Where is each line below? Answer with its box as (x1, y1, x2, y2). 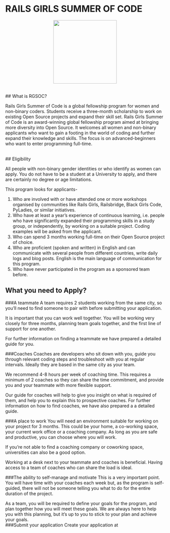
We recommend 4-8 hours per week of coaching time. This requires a (5, 371, 151, 377)
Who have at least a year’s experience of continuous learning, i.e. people (12, 212, 165, 218)
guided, (5, 485, 21, 491)
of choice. (12, 239, 34, 245)
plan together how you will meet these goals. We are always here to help (5, 506, 157, 512)
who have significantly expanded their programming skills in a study (12, 218, 155, 224)
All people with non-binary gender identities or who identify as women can (5, 165, 161, 171)
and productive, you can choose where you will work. (5, 434, 117, 440)
